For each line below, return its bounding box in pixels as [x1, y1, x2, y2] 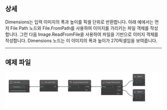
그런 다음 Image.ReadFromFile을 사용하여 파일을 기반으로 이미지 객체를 [19, 31, 159, 37]
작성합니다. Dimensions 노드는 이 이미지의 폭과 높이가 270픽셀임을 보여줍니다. [5, 37, 158, 43]
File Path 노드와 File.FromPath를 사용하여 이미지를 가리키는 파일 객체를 [10, 25, 149, 31]
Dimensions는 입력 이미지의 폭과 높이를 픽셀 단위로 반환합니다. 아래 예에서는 [5, 19, 154, 25]
